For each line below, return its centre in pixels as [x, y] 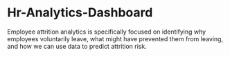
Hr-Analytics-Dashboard [80, 13]
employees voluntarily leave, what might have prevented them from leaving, [115, 38]
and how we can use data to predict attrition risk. [77, 46]
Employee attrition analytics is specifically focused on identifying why [107, 32]
